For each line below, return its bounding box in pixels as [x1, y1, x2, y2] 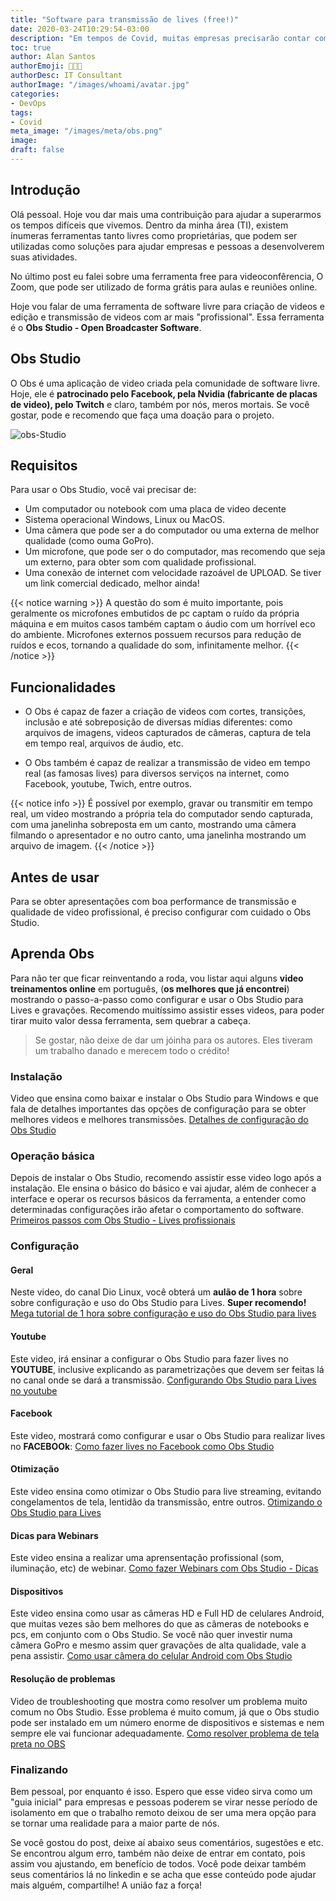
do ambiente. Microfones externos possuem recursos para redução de [10, 629, 302, 641]
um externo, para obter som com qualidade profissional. [24, 556, 257, 568]
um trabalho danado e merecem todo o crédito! [34, 1044, 230, 1056]
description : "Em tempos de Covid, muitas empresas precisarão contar [10, 33, 311, 43]
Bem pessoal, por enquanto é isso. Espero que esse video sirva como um [10, 1785, 313, 1797]
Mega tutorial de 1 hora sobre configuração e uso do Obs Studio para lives [10, 1307, 317, 1320]
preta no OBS [10, 1737, 66, 1750]
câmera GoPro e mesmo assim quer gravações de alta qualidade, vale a [10, 1639, 307, 1651]
